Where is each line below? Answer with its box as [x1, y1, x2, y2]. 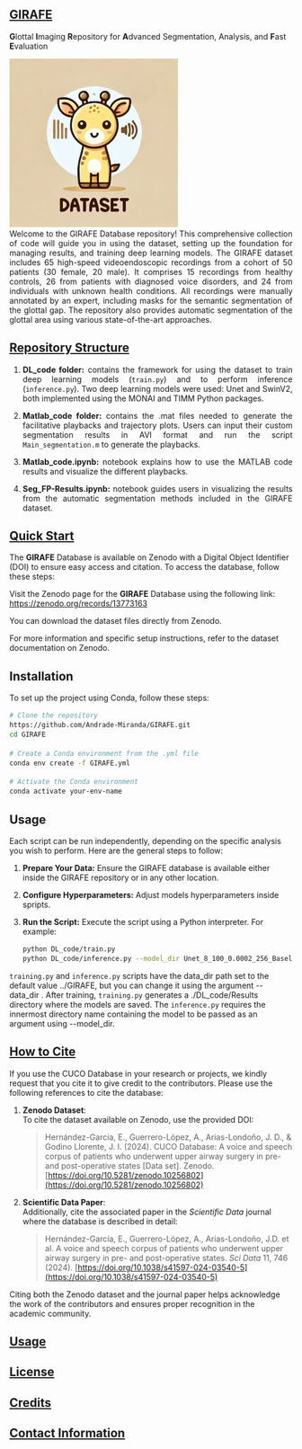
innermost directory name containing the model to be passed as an [9, 1009, 258, 1019]
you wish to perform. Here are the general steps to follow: [9, 845, 224, 856]
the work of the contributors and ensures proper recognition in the [9, 1298, 255, 1309]
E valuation [9, 40, 49, 51]
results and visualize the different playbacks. [22, 466, 189, 476]
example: [22, 926, 57, 937]
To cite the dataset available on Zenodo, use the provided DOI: [22, 1114, 254, 1125]
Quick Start [9, 529, 75, 544]
